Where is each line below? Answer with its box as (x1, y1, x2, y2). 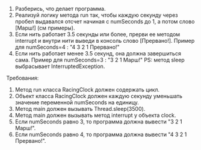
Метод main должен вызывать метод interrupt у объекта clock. (14, 111, 176, 119)
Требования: (6, 75, 39, 81)
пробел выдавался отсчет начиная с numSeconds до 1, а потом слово (14, 18, 195, 25)
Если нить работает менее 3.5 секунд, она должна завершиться (14, 50, 182, 57)
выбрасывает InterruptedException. (14, 63, 105, 70)
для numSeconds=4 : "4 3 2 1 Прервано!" (14, 43, 120, 51)
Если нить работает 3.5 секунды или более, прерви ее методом (14, 31, 181, 38)
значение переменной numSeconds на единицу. (14, 99, 140, 106)
